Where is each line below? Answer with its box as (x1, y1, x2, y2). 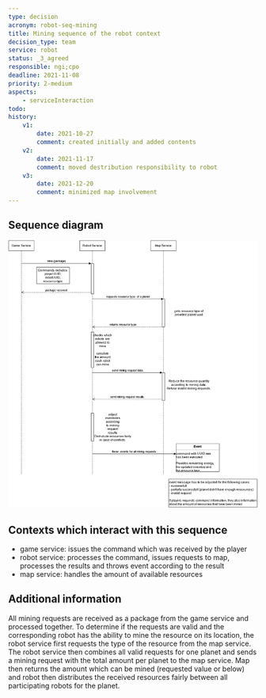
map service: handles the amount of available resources (19, 570, 203, 579)
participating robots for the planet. (8, 681, 120, 690)
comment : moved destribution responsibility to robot (36, 163, 218, 171)
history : (8, 113, 37, 121)
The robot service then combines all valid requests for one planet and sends (8, 647, 257, 657)
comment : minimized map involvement (36, 189, 158, 196)
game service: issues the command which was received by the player (19, 544, 248, 554)
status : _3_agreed (8, 55, 69, 63)
